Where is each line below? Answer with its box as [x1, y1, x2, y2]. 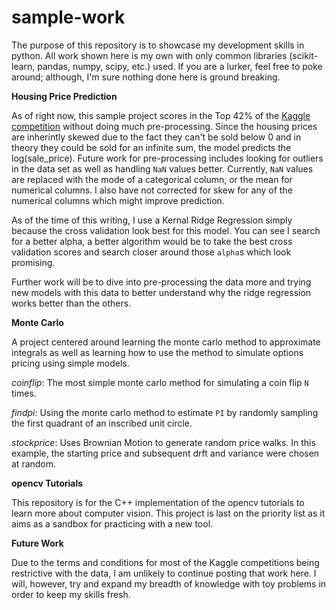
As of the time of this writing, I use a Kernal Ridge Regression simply [11, 214, 293, 226]
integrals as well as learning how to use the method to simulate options [11, 346, 304, 358]
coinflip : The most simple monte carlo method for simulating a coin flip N [11, 376, 309, 388]
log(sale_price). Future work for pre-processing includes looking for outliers [11, 152, 324, 164]
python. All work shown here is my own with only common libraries [11, 49, 288, 61]
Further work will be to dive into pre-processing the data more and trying [11, 276, 312, 288]
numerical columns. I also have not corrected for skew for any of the [11, 184, 293, 196]
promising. [11, 256, 56, 268]
